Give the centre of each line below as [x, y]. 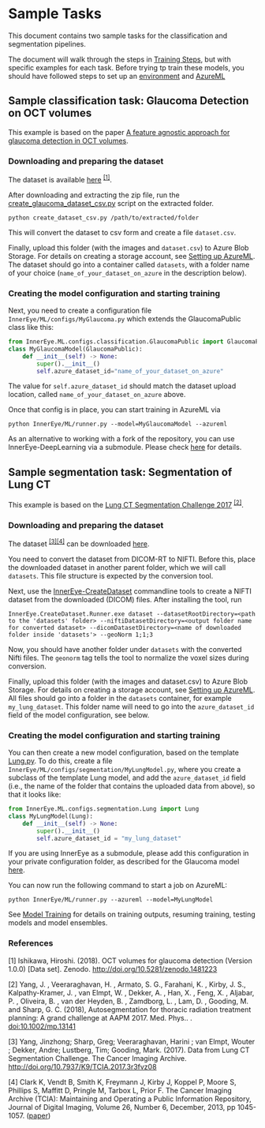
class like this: [31, 327]
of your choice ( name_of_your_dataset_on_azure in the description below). [127, 272]
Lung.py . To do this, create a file [60, 761]
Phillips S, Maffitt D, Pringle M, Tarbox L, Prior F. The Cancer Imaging [120, 1090]
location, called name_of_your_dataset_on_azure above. [97, 395]
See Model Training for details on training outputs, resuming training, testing [132, 914]
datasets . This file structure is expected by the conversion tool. [111, 575]
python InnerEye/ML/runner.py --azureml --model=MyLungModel [111, 900]
